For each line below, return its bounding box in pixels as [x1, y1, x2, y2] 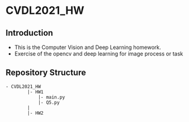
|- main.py [37, 94, 66, 100]
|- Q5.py [37, 99, 60, 106]
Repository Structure [5, 68, 87, 78]
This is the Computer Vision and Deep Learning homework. [14, 43, 161, 51]
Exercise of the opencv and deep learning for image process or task [14, 50, 184, 57]
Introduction [5, 28, 54, 38]
